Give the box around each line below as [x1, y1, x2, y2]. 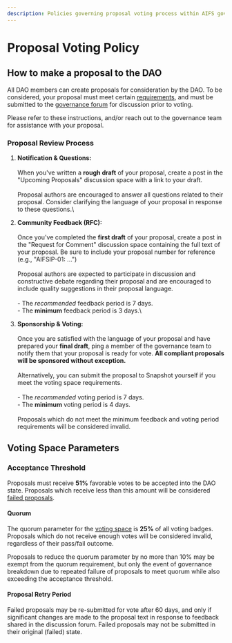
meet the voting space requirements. [17, 378, 122, 386]
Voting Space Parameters [7, 442, 119, 454]
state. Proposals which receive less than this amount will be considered [7, 486, 211, 494]
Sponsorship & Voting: [17, 319, 84, 328]
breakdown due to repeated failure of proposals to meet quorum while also [7, 567, 220, 575]
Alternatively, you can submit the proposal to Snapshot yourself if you [17, 370, 216, 379]
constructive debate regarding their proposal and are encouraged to [17, 277, 212, 285]
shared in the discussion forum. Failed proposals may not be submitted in [7, 620, 216, 629]
